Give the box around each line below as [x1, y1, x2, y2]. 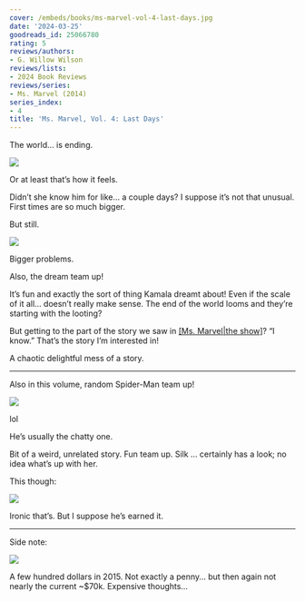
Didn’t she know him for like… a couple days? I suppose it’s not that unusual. [9, 192, 295, 202]
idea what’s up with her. [9, 458, 98, 469]
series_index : [9, 97, 64, 107]
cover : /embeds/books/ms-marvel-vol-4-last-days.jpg [9, 13, 213, 23]
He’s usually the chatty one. [9, 431, 113, 442]
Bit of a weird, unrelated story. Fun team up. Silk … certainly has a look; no [9, 448, 288, 459]
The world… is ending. [9, 140, 93, 151]
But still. [9, 219, 40, 230]
